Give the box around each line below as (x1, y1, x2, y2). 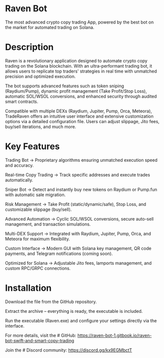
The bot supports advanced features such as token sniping (5, 83, 124, 89)
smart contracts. (5, 99, 38, 104)
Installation (5, 282, 52, 293)
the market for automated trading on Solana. (5, 24, 94, 30)
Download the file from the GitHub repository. (5, 299, 97, 305)
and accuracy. (5, 162, 34, 168)
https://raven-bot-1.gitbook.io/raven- (77, 332, 152, 338)
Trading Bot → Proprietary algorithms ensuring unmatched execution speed (5, 157, 158, 163)
